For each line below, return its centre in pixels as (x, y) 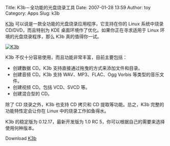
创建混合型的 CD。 (33, 94)
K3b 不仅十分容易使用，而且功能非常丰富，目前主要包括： (66, 57)
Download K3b (21, 138)
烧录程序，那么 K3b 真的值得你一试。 (62, 36)
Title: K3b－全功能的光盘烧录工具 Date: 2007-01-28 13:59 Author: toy (78, 7)
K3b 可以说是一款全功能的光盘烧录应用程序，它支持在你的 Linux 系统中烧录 (84, 24)
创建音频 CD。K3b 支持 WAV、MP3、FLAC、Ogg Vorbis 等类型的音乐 (86, 75)
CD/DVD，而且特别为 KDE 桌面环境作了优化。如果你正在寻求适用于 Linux (82, 30)
